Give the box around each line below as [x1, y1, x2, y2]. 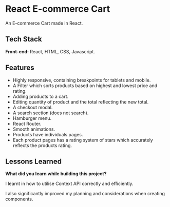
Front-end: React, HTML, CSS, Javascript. [5, 48, 95, 54]
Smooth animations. [12, 126, 55, 132]
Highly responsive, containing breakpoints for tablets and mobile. [12, 77, 151, 83]
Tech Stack [5, 35, 42, 44]
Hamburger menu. [12, 115, 52, 121]
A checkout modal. [12, 104, 53, 110]
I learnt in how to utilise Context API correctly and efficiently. [5, 180, 134, 187]
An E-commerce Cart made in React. [5, 20, 83, 26]
